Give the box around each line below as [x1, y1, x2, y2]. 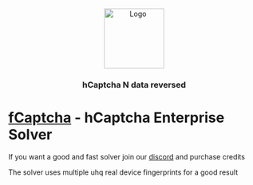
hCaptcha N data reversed [82, 79, 186, 90]
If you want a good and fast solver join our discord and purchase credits [8, 152, 246, 161]
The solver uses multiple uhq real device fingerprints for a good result [8, 167, 238, 177]
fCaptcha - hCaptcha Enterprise [8, 108, 225, 127]
